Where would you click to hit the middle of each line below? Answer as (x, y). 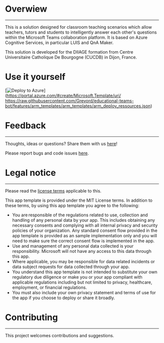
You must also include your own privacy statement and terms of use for (84, 292)
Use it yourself (35, 77)
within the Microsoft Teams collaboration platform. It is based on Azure (76, 37)
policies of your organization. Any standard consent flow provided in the (85, 230)
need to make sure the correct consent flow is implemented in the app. (83, 241)
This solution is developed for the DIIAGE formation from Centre (69, 52)
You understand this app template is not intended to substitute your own (85, 272)
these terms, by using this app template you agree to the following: (72, 205)
